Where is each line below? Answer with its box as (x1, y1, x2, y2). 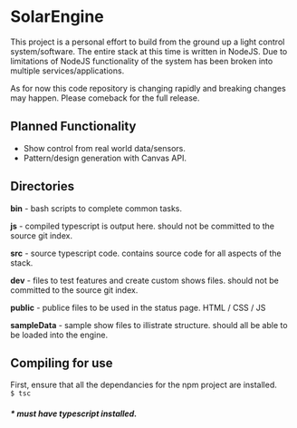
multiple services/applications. (10, 65, 125, 76)
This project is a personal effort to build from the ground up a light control (10, 36, 285, 47)
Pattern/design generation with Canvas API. (23, 152, 187, 163)
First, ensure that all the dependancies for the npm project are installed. (10, 379, 277, 391)
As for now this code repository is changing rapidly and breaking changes (10, 83, 286, 93)
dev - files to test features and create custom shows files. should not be (10, 275, 280, 286)
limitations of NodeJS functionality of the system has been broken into (10, 55, 273, 66)
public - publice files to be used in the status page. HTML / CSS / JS (10, 302, 266, 313)
